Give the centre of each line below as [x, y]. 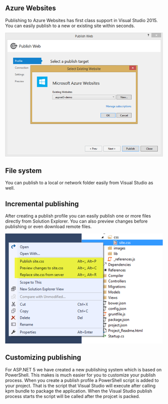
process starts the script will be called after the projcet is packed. [72, 396]
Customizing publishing [43, 358]
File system [23, 171]
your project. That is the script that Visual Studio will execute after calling [80, 385]
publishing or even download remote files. [48, 226]
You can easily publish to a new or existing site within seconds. [70, 26]
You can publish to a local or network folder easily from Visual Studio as [79, 183]
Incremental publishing [42, 204]
